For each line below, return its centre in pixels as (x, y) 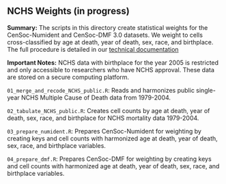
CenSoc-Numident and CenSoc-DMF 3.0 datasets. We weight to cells (105, 35)
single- (206, 90)
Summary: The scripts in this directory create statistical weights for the (108, 27)
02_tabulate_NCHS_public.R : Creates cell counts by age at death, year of (109, 110)
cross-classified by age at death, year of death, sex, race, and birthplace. (110, 42)
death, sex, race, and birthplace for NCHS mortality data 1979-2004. (103, 118)
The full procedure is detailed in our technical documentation (93, 49)
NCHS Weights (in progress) (68, 11)
